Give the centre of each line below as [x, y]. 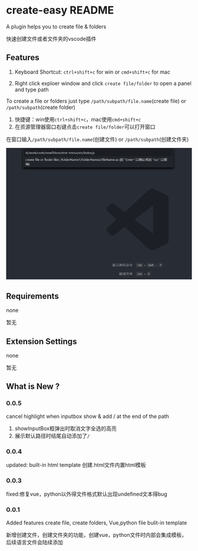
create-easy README [60, 10]
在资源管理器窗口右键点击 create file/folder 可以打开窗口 [85, 127]
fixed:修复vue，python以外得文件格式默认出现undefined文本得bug [87, 494]
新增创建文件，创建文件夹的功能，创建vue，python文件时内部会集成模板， [97, 534]
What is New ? [33, 387]
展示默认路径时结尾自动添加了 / [52, 435]
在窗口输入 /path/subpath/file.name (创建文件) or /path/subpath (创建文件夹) [98, 139]
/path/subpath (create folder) [41, 107]
